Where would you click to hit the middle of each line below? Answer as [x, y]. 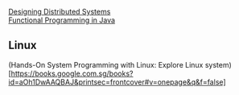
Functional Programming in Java [62, 20]
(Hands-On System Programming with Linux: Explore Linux [106, 64]
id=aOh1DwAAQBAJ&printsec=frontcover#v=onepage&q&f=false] [117, 82]
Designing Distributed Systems [60, 12]
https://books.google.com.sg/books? [72, 73]
